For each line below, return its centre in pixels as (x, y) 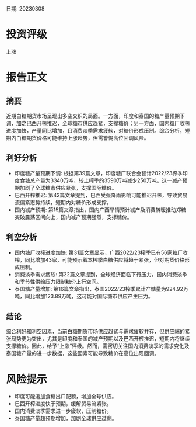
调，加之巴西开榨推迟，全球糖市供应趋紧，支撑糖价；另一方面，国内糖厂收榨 (98, 123)
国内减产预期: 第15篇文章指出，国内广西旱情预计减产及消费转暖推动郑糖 (100, 210)
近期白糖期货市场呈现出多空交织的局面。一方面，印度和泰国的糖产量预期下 (95, 116)
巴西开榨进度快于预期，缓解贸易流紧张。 (63, 404)
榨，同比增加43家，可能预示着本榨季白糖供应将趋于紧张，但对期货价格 (99, 259)
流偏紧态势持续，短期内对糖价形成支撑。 (63, 202)
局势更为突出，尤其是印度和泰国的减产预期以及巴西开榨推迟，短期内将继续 (100, 339)
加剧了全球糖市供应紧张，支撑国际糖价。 (68, 188)
